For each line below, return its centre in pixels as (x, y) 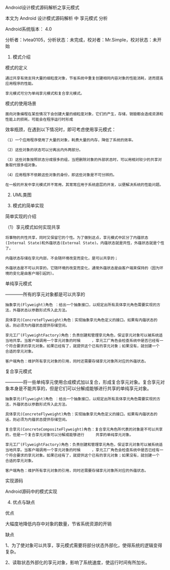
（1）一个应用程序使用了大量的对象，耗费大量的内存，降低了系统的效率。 (70, 140)
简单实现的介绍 (21, 216)
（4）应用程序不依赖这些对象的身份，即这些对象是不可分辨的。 (61, 175)
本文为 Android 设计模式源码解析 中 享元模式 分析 (56, 18)
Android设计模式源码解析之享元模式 (42, 7)
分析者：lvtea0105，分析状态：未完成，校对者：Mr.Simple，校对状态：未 (81, 40)
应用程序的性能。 (20, 84)
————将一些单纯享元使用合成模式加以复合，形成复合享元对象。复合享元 (83, 382)
